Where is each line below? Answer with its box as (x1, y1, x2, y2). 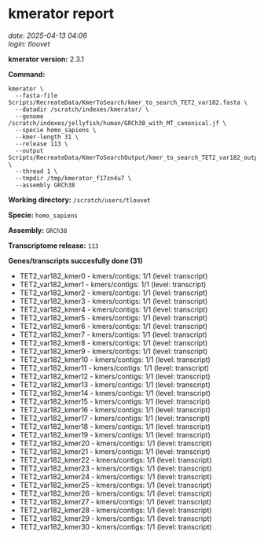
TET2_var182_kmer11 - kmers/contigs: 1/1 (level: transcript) (19, 363, 210, 372)
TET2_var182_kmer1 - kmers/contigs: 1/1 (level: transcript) (19, 279, 207, 289)
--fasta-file (15, 91, 58, 99)
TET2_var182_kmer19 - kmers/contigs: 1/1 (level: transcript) (19, 430, 211, 439)
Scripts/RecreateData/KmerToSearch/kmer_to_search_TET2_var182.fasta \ (8, 98, 247, 106)
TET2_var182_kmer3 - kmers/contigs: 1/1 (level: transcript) (19, 296, 208, 305)
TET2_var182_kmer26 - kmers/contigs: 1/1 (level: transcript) (19, 489, 212, 498)
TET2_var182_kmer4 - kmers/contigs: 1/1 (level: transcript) (19, 305, 208, 314)
